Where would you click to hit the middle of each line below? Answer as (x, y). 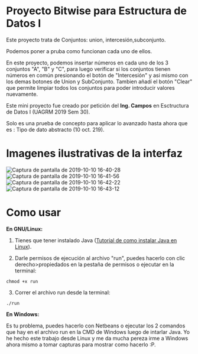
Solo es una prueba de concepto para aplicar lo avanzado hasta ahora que (97, 123)
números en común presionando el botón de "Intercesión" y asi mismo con (97, 75)
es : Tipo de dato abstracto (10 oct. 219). (55, 129)
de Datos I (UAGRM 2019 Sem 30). (48, 112)
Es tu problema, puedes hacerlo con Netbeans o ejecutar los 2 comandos (96, 326)
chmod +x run (22, 281)
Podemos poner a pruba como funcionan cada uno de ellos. (79, 51)
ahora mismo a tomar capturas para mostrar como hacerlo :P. (81, 345)
